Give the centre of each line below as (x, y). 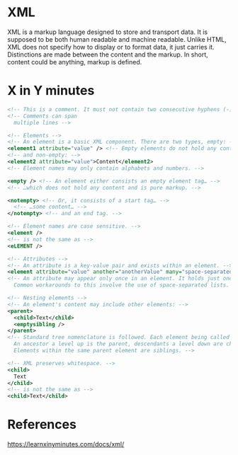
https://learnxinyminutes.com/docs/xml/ (66, 444)
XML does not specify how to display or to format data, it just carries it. (111, 47)
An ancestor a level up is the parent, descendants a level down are (118, 344)
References (42, 425)
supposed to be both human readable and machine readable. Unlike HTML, (117, 39)
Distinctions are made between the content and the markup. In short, (108, 54)
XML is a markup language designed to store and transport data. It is (107, 32)
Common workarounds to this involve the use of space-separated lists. (122, 285)
